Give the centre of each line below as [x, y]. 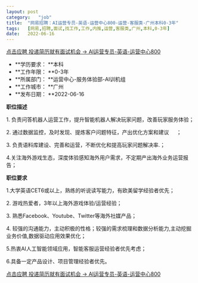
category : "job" [29, 17]
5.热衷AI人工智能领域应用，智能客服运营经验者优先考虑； [76, 249]
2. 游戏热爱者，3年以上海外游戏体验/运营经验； [64, 203]
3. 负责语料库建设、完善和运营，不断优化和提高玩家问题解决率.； [86, 145]
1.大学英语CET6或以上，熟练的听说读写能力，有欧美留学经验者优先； [90, 190]
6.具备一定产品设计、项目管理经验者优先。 [58, 262]
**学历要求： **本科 [39, 64]
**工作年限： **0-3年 [42, 72]
